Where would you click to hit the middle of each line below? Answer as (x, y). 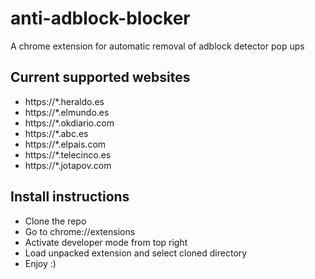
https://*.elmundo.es (67, 112)
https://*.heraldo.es (64, 101)
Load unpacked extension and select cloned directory (136, 253)
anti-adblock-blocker (100, 18)
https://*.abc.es (56, 133)
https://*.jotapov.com (68, 165)
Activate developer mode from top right (106, 242)
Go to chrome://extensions (80, 231)
